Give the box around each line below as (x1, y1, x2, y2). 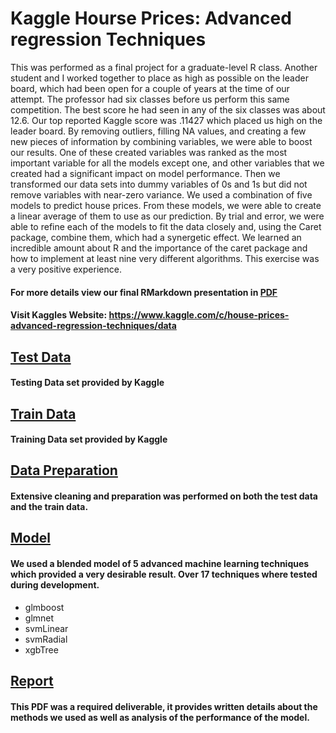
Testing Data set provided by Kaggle (10, 377, 165, 389)
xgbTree (24, 643, 59, 656)
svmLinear (24, 622, 69, 634)
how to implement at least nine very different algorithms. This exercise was (10, 252, 320, 264)
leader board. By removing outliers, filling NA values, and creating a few (10, 125, 307, 137)
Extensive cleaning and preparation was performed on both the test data (10, 490, 318, 502)
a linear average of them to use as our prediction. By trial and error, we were (10, 210, 325, 222)
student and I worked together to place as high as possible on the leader (10, 72, 309, 84)
